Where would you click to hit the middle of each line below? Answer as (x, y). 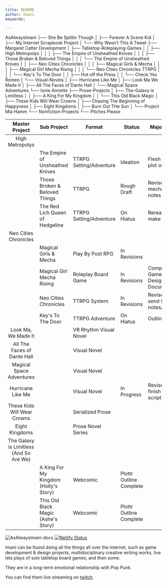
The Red (49, 206)
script (155, 398)
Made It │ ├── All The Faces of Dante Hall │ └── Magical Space (72, 85)
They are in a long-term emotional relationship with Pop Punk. (68, 568)
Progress (131, 395)
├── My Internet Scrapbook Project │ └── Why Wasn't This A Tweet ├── (81, 43)
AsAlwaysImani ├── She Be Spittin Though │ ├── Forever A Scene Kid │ (80, 37)
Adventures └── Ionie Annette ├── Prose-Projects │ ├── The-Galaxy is (80, 91)
